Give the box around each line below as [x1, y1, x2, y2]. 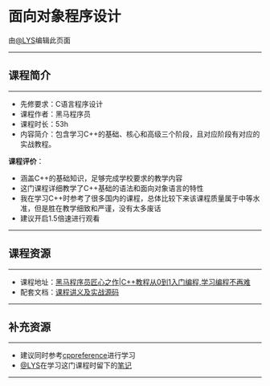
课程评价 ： [8, 156, 44, 165]
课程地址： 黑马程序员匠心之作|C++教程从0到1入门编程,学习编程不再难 [19, 277, 251, 286]
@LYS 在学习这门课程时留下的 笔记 [19, 360, 133, 370]
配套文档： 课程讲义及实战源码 [19, 286, 119, 297]
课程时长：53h [19, 119, 69, 128]
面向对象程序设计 [8, 7, 122, 26]
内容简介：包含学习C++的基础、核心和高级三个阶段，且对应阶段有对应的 [19, 129, 260, 139]
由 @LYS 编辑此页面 [8, 35, 71, 45]
